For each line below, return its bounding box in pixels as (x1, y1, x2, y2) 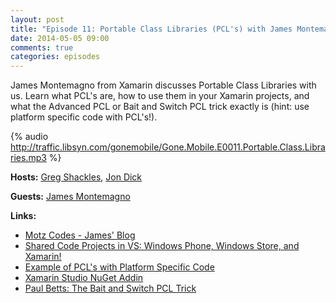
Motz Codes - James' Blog (24, 229, 136, 241)
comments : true (10, 42, 74, 53)
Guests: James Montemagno (10, 191, 131, 203)
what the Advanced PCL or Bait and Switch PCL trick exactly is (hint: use (10, 101, 310, 113)
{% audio (10, 131, 49, 143)
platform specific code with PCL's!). (10, 111, 158, 123)
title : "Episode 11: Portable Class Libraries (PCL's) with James (10, 24, 293, 34)
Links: (10, 210, 37, 222)
